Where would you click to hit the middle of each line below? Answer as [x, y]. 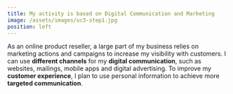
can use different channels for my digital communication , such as [104, 61]
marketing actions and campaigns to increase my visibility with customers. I [117, 54]
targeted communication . [45, 84]
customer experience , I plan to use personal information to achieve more [113, 76]
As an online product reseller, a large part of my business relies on [103, 47]
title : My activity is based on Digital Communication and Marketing [111, 14]
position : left [29, 26]
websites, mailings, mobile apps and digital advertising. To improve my [109, 69]
